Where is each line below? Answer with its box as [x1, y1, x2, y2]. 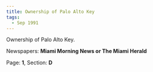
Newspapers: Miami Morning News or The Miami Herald [6, 48, 148, 55]
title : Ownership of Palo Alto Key [6, 8, 95, 15]
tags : [6, 14, 20, 20]
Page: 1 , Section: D [6, 59, 53, 66]
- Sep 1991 [11, 20, 39, 26]
